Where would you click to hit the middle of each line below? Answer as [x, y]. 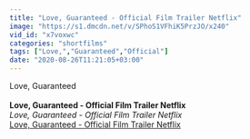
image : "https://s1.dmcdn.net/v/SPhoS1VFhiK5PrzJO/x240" [120, 26]
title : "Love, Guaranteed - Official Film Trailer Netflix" [126, 18]
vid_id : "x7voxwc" [44, 35]
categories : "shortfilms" [58, 43]
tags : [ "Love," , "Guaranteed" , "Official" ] [89, 52]
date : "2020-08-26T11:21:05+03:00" [77, 60]
